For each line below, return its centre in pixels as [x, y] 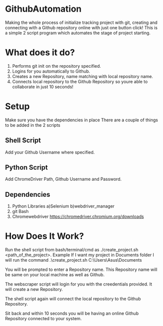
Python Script [26, 167]
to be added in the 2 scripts [33, 125]
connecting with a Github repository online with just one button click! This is [81, 27]
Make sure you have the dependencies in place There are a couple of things [81, 120]
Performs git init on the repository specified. [57, 66]
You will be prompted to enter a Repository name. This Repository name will [81, 269]
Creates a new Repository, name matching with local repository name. [82, 76]
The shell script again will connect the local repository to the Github [73, 299]
